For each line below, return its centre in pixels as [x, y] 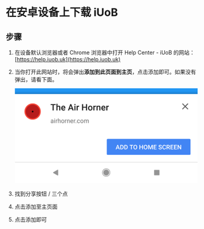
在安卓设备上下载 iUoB [62, 12]
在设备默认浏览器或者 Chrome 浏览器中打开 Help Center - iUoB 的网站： [105, 53]
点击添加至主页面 [36, 207]
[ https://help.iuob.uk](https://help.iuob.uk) [68, 59]
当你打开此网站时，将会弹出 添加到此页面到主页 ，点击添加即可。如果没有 [105, 72]
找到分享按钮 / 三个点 [41, 193]
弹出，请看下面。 [36, 79]
